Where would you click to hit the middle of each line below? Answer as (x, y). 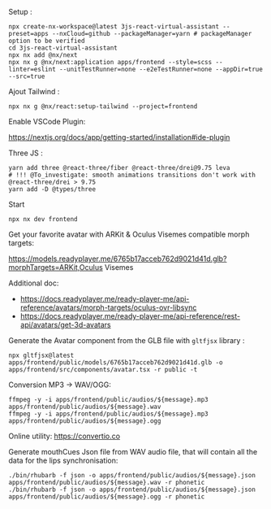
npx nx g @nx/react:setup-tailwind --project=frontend (103, 107)
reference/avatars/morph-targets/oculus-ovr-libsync (108, 307)
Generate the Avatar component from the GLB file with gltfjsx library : (127, 340)
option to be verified (47, 41)
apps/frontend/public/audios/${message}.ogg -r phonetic (107, 497)
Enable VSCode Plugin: (47, 122)
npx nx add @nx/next (43, 55)
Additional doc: (34, 283)
